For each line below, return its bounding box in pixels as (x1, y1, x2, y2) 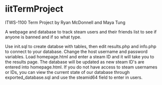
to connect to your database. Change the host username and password (5, 49, 148, 54)
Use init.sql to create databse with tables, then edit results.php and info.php (5, 43, 157, 49)
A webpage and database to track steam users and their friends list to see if (5, 29, 157, 34)
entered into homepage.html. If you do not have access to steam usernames (5, 64, 158, 70)
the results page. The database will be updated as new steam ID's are (5, 59, 145, 65)
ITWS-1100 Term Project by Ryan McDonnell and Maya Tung (5, 19, 126, 25)
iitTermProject (5, 3, 64, 15)
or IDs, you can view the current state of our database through (5, 69, 130, 75)
